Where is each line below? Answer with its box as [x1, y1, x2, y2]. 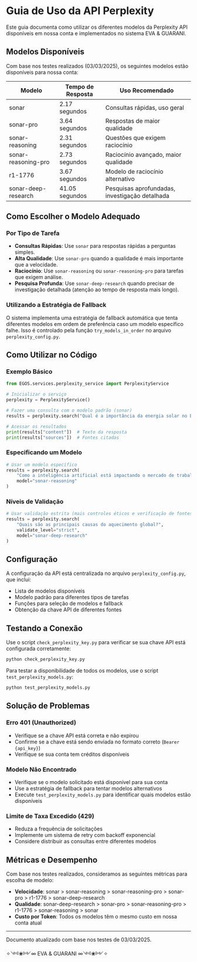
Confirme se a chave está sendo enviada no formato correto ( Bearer [14, 738, 180, 745]
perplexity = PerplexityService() [6, 397, 91, 403]
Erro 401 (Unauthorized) [6, 718, 76, 726]
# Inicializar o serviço [6, 392, 67, 398]
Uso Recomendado [119, 86, 174, 95]
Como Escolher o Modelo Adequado [6, 211, 141, 221]
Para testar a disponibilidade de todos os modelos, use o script [6, 667, 158, 674]
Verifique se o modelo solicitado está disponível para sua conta [14, 779, 168, 785]
